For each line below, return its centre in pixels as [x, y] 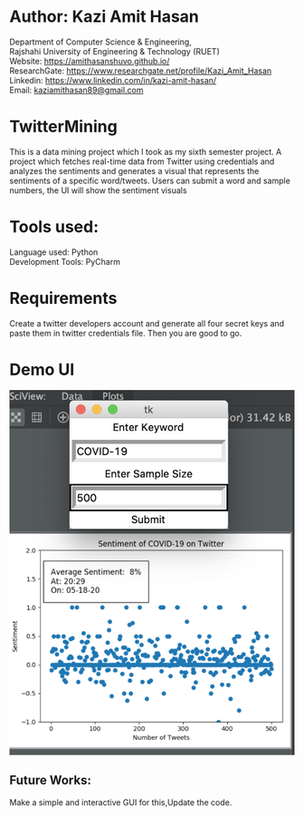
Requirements [63, 298]
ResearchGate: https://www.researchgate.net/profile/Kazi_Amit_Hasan [141, 71]
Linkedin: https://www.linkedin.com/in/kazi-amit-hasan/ [113, 80]
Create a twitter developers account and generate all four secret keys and [147, 323]
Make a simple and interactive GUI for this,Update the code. [121, 802]
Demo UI [42, 370]
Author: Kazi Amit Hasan [104, 17]
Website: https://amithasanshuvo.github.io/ [90, 61]
